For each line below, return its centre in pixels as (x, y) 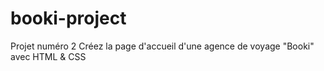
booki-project (68, 18)
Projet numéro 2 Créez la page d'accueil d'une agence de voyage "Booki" (162, 46)
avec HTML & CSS (48, 56)
